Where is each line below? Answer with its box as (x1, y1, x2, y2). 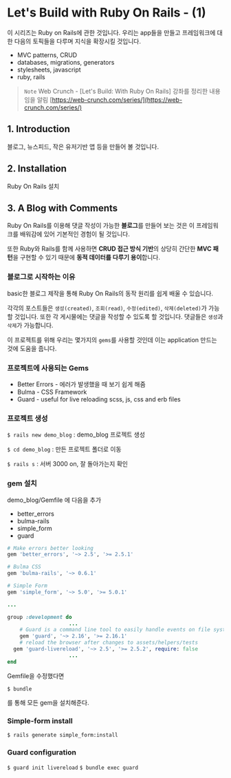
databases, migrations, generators (16, 58, 115, 66)
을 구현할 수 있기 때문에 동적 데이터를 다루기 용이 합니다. (12, 253, 160, 262)
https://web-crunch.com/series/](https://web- (52, 95, 183, 104)
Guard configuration (7, 747, 77, 757)
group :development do (7, 613, 72, 620)
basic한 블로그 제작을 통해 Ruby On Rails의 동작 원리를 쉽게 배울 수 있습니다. (7, 289, 214, 297)
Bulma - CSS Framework (16, 388, 87, 396)
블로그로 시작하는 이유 (7, 272, 76, 282)
